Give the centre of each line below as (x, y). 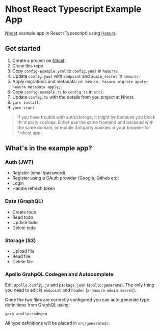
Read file (21, 256)
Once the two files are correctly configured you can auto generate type (77, 300)
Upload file (23, 251)
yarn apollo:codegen (26, 314)
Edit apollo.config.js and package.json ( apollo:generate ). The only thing (80, 285)
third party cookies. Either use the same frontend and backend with (85, 122)
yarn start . (24, 107)
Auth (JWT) (19, 162)
